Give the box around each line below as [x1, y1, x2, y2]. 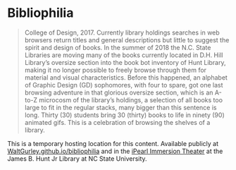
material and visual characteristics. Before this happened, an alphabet [24, 73, 228, 82]
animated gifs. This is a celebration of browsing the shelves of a [24, 118, 211, 126]
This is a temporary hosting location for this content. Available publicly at [7, 139, 219, 147]
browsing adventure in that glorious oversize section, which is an [24, 88, 213, 97]
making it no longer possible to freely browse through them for [24, 66, 206, 74]
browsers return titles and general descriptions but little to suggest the [24, 35, 230, 44]
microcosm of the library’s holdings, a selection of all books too [38, 95, 223, 104]
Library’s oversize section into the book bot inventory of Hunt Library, [24, 58, 226, 66]
